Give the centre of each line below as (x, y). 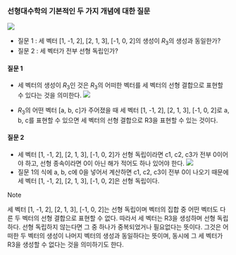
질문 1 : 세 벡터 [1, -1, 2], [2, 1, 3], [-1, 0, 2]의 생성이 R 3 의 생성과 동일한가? (119, 42)
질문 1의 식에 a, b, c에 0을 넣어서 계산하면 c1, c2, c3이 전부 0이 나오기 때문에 (123, 172)
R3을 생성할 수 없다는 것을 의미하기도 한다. (66, 244)
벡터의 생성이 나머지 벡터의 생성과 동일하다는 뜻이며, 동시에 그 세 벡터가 (125, 236)
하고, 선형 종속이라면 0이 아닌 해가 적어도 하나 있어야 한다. (105, 164)
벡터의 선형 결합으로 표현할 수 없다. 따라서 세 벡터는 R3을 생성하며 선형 (119, 218)
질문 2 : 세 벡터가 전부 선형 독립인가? (68, 51)
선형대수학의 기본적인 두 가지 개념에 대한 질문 (79, 11)
